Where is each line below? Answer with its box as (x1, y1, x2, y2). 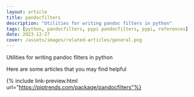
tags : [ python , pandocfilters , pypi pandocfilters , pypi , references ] (6, 25, 189, 32)
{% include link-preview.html (6, 77, 78, 84)
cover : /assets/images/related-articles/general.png (6, 37, 142, 43)
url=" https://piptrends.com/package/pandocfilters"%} (6, 84, 142, 91)
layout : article (6, 8, 47, 15)
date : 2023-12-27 (6, 32, 50, 38)
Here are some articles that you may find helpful (6, 65, 127, 73)
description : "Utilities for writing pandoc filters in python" (6, 20, 172, 26)
